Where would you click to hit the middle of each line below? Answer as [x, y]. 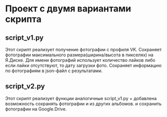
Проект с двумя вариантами [68, 9]
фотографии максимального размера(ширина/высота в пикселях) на [79, 55]
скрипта [23, 19]
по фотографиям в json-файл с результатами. [54, 71]
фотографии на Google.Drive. [36, 109]
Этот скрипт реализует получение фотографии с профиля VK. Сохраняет [83, 50]
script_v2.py [25, 86]
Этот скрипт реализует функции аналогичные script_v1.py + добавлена [81, 98]
